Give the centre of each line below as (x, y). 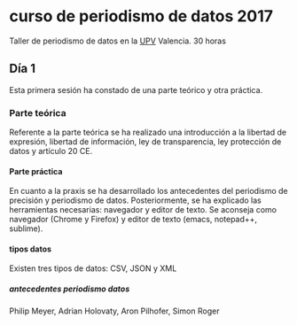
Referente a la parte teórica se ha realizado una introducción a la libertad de (148, 132)
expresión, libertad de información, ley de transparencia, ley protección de (145, 142)
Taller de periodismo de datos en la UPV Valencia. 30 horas (117, 41)
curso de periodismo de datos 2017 (141, 16)
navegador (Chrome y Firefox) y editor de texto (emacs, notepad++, (133, 220)
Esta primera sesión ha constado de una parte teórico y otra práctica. (136, 89)
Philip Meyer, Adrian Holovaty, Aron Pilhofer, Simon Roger (114, 311)
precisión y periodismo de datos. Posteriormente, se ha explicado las (135, 200)
